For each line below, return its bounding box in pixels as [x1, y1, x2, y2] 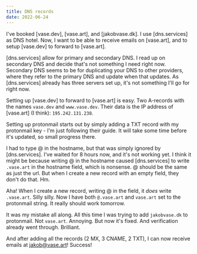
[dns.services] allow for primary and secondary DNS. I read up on [6, 54, 166, 61]
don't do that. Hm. [6, 176, 50, 183]
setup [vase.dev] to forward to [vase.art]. [6, 42, 106, 50]
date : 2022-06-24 [6, 14, 49, 20]
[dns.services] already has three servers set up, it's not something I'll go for [6, 79, 190, 86]
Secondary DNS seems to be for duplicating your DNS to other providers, [6, 66, 184, 73]
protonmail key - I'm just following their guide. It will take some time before [6, 127, 187, 134]
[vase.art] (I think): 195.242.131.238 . [6, 109, 94, 116]
